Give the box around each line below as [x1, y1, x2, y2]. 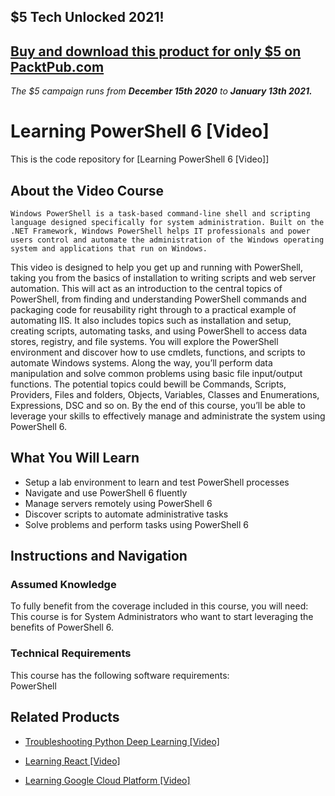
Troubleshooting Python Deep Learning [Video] [24, 735, 220, 747]
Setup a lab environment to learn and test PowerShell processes [24, 476, 290, 488]
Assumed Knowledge [10, 578, 117, 592]
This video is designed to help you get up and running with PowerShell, [10, 261, 303, 273]
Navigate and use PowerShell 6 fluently [24, 486, 188, 499]
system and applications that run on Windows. [10, 243, 208, 254]
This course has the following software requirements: [10, 669, 230, 681]
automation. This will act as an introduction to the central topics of [10, 282, 283, 294]
